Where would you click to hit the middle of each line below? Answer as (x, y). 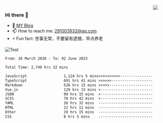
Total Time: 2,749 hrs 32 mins (37, 67)
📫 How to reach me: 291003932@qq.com (54, 31)
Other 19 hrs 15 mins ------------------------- (79, 112)
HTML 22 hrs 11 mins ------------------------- (79, 108)
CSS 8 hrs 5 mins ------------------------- (79, 116)
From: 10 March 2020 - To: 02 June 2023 (47, 59)
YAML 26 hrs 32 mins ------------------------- (79, 103)
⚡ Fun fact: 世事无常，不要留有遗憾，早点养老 (57, 39)
